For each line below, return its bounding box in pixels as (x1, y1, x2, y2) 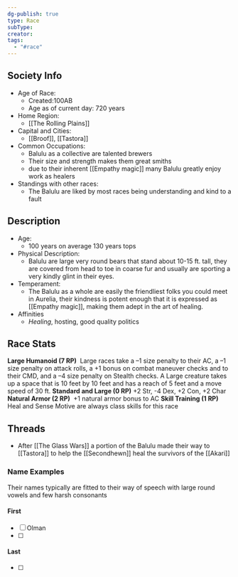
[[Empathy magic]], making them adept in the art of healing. (28, 302, 204, 310)
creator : (7, 30, 33, 38)
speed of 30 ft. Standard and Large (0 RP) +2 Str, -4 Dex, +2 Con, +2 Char (7, 387, 227, 396)
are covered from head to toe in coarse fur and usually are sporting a (28, 264, 231, 272)
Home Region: (17, 111, 60, 120)
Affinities (17, 309, 44, 318)
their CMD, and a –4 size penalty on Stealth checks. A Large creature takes (7, 371, 227, 381)
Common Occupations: (17, 142, 86, 150)
